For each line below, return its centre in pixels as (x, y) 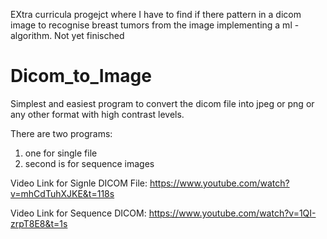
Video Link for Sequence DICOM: (78, 213)
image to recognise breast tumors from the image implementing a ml (151, 25)
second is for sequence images (89, 163)
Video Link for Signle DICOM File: (79, 183)
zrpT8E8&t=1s (39, 223)
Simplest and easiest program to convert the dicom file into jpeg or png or (162, 103)
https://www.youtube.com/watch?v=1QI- (232, 213)
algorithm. (31, 35)
